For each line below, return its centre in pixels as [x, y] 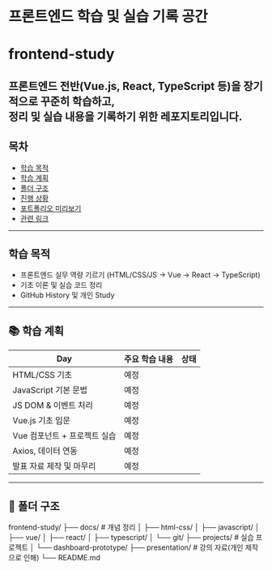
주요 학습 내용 [149, 359]
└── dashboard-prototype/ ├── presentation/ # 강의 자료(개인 [140, 547]
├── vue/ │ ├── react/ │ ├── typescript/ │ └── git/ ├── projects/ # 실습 [131, 538]
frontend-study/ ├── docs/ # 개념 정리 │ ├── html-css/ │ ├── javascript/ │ [134, 527]
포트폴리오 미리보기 [51, 208]
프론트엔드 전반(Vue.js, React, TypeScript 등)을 [125, 86]
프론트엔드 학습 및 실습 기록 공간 [108, 17]
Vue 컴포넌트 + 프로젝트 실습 [64, 436]
